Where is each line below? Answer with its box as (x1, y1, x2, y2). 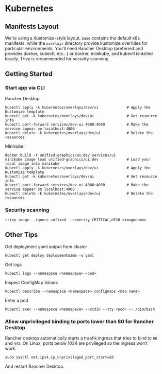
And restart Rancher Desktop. (5, 363, 65, 370)
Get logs (5, 261, 22, 267)
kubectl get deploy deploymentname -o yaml (5, 253, 95, 258)
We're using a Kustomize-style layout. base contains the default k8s (5, 35, 140, 41)
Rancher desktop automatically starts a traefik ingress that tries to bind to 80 (5, 335, 158, 341)
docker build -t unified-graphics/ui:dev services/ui (5, 153, 116, 158)
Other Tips (5, 231, 38, 239)
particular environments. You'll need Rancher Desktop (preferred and (5, 46, 143, 51)
